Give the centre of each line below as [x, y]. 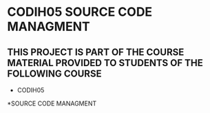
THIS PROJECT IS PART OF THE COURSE [96, 52]
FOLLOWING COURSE [54, 73]
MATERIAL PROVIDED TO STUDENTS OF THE [105, 63]
